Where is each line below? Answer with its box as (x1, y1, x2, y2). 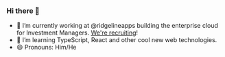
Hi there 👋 (6, 6, 40, 16)
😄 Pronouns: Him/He (16, 43, 77, 52)
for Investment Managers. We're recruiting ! (16, 28, 139, 37)
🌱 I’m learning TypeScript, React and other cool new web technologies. (16, 36, 217, 44)
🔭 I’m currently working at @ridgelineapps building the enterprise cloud (16, 22, 219, 30)
